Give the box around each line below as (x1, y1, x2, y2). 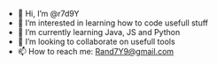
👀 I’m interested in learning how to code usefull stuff (17, 18, 209, 28)
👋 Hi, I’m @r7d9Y (17, 9, 80, 18)
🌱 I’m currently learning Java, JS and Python (17, 27, 181, 37)
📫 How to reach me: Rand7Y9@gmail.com (17, 47, 174, 56)
